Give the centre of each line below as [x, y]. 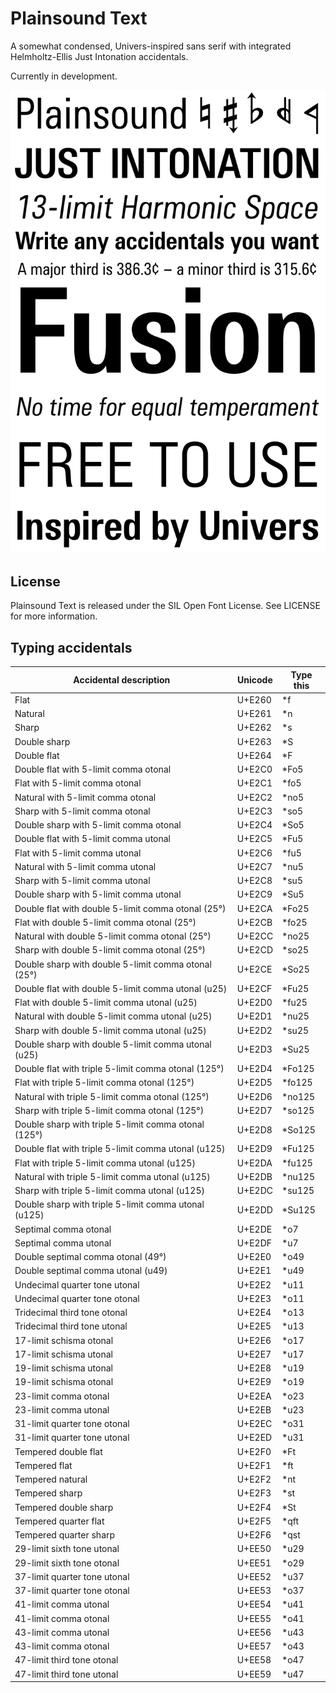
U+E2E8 [254, 1368]
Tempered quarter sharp [65, 1535]
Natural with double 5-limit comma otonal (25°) [113, 936]
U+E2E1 [254, 1271]
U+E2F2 [254, 1479]
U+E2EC [254, 1424]
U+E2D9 [254, 1149]
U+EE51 [254, 1563]
